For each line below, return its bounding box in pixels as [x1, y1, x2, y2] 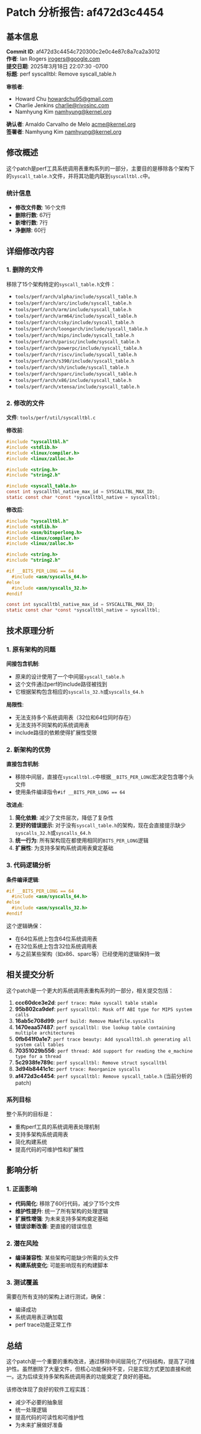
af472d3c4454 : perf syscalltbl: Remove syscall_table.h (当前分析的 [14, 1072, 193, 1079]
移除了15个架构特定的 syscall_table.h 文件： [6, 280, 116, 288]
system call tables [14, 1042, 65, 1048]
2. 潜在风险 [6, 1239, 39, 1248]
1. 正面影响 [6, 1185, 37, 1193]
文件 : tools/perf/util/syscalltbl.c [6, 414, 96, 421]
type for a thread [14, 1053, 62, 1059]
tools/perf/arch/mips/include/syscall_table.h [14, 332, 135, 338]
